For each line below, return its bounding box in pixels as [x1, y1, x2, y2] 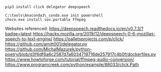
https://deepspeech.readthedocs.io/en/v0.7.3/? [49, 26, 143, 31]
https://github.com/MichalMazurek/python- [5, 46, 92, 52]
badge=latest [5, 31, 32, 36]
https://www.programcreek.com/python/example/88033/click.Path [5, 62, 140, 67]
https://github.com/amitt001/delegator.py [5, 41, 88, 47]
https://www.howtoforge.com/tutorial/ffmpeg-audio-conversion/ [5, 57, 134, 62]
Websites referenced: [5, 26, 48, 31]
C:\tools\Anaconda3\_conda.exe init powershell [5, 13, 104, 18]
